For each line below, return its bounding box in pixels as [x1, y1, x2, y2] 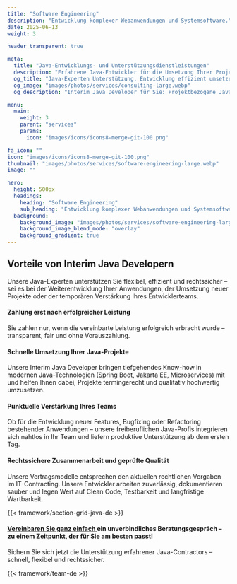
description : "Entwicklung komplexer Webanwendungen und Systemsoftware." [7, 17, 232, 24]
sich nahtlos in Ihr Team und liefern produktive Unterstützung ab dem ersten [7, 433, 229, 441]
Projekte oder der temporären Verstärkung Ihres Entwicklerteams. [7, 291, 199, 300]
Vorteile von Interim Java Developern [7, 258, 174, 270]
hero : [7, 180, 23, 187]
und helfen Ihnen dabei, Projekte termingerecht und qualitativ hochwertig [7, 378, 220, 387]
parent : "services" [20, 121, 78, 128]
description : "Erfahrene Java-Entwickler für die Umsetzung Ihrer [13, 69, 213, 76]
